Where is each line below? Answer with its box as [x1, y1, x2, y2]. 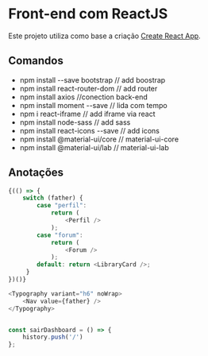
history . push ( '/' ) [22, 333, 83, 342]
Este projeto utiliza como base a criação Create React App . [8, 31, 201, 41]
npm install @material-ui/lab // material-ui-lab [19, 142, 169, 152]
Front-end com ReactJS [8, 5, 168, 23]
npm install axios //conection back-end [19, 92, 148, 102]
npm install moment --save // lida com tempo [19, 100, 168, 110]
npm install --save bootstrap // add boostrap [19, 75, 166, 84]
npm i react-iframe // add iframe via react [19, 109, 156, 118]
